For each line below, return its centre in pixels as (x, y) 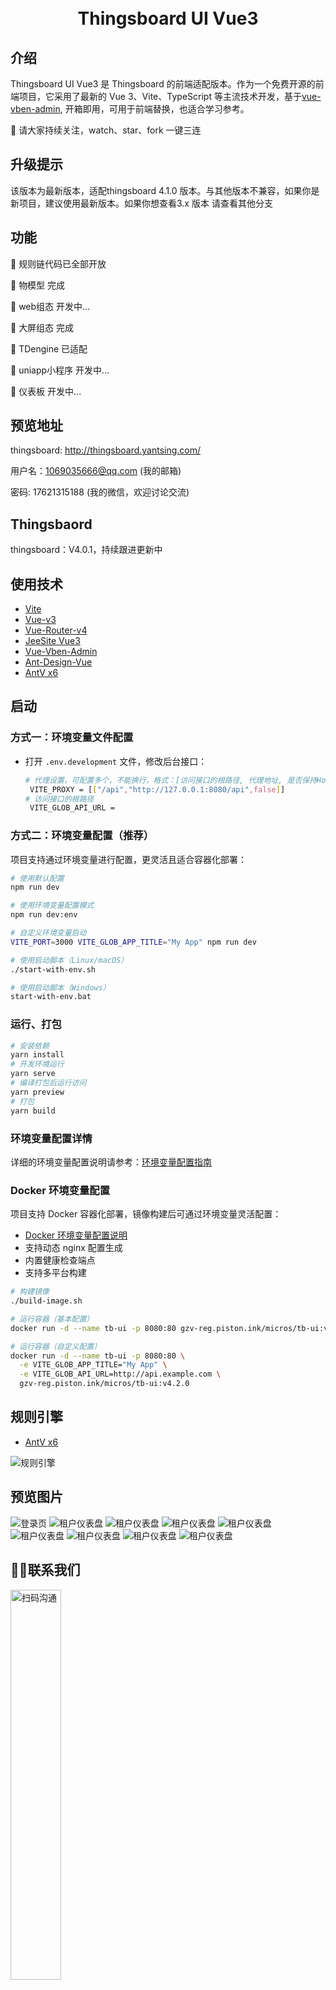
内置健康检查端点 (60, 1260)
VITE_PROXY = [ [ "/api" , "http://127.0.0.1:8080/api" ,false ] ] (157, 789)
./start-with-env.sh (53, 969)
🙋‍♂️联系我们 (45, 1570)
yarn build (33, 1111)
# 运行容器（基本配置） (52, 1319)
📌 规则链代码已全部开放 (58, 263)
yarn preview (37, 1092)
